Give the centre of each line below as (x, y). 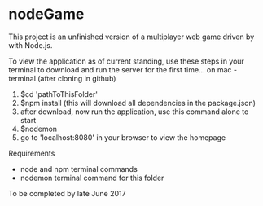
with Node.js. (31, 45)
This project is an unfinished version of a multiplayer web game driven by (131, 37)
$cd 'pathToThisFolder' (59, 94)
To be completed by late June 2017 (67, 193)
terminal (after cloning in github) (62, 78)
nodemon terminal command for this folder (92, 178)
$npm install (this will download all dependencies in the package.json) (138, 103)
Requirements (32, 153)
